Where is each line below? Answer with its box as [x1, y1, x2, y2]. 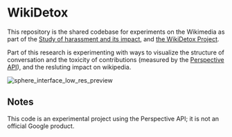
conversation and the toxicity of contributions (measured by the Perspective [7, 55, 225, 63]
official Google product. [7, 122, 75, 130]
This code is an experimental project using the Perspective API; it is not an [7, 114, 220, 123]
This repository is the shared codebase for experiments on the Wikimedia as [7, 28, 225, 36]
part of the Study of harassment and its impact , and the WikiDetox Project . [7, 34, 220, 43]
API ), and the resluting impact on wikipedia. [7, 63, 132, 71]
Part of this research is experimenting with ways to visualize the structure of [7, 48, 225, 56]
